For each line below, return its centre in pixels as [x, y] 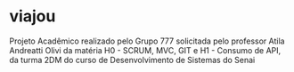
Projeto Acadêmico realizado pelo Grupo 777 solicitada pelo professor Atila [147, 41]
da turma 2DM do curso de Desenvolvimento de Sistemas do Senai [132, 60]
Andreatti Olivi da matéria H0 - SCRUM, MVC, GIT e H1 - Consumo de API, [145, 50]
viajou [33, 16]
